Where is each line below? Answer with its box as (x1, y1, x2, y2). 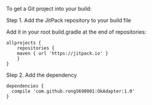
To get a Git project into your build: (6, 5, 92, 12)
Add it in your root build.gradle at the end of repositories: (6, 28, 147, 35)
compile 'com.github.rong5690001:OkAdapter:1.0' (11, 88, 135, 94)
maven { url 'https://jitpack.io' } (17, 50, 109, 56)
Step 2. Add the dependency (6, 71, 77, 79)
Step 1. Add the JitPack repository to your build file (6, 17, 132, 23)
